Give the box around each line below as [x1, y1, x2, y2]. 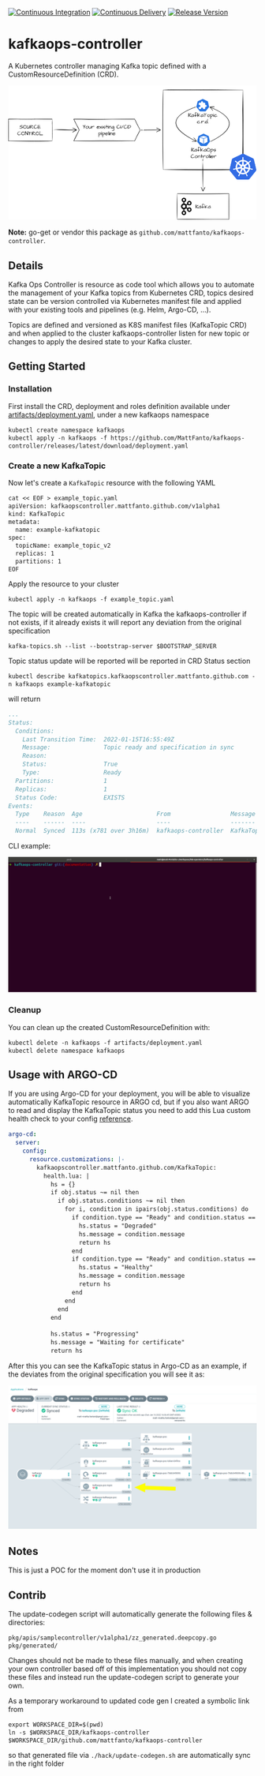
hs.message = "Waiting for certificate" [50, 1339, 185, 1347]
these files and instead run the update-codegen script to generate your [8, 1672, 240, 1681]
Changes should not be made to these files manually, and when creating [8, 1655, 243, 1665]
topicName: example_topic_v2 [15, 541, 111, 549]
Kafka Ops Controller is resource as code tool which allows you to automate [8, 279, 255, 289]
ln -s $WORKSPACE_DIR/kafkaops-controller [8, 1729, 150, 1737]
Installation [8, 384, 53, 395]
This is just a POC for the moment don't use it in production [8, 1565, 201, 1575]
